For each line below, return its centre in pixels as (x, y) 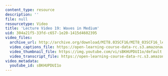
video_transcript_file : (34, 56)
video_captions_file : (32, 47)
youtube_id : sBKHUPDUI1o (35, 65)
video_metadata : (22, 61)
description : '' (22, 14)
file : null (16, 19)
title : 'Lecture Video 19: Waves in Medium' (52, 28)
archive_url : (23, 42)
